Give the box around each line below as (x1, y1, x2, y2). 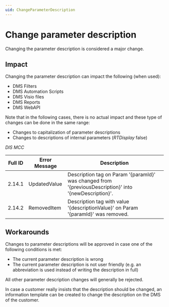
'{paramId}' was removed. (67, 211, 129, 218)
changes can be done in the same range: (5, 120, 91, 126)
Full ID (8, 159, 24, 166)
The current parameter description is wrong (12, 256, 104, 262)
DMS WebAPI (12, 105, 41, 111)
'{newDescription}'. (67, 190, 113, 197)
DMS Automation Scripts (12, 88, 64, 94)
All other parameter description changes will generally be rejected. (5, 277, 143, 283)
